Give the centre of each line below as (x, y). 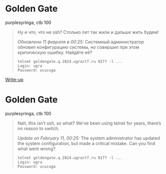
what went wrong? (36, 149)
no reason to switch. (38, 128)
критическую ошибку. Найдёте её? (55, 52)
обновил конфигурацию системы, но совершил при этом (78, 47)
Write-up (14, 79)
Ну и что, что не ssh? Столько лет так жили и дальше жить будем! (88, 32)
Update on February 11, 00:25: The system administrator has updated (89, 138)
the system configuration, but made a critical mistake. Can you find (86, 143)
